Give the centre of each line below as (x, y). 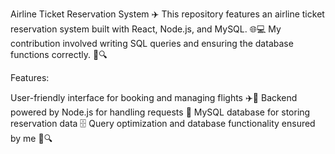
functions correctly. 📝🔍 (59, 54)
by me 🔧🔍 (31, 138)
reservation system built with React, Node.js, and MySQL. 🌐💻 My (146, 29)
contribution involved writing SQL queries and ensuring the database (152, 43)
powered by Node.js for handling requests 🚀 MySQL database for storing (160, 112)
